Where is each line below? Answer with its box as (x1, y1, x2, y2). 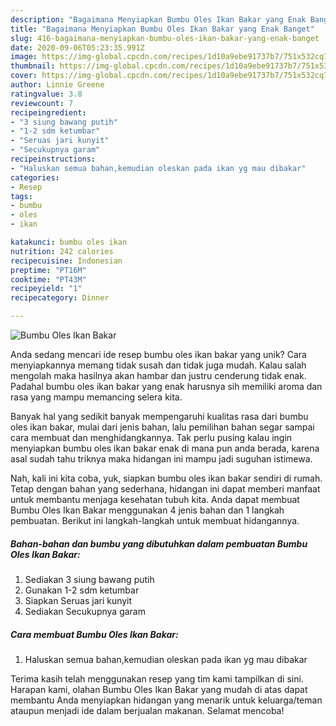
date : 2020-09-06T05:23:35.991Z (10, 42, 145, 53)
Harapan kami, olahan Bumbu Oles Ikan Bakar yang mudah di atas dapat (10, 683, 308, 695)
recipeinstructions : (10, 154, 97, 164)
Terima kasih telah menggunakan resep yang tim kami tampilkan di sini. (10, 672, 304, 685)
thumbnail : (10, 61, 56, 71)
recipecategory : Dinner (10, 293, 110, 303)
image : (10, 52, 38, 62)
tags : (10, 191, 33, 201)
